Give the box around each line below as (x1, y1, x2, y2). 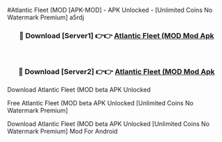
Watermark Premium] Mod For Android (7, 127, 118, 135)
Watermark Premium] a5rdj (7, 13, 85, 21)
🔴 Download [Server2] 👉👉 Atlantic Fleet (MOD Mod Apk (18, 67, 215, 77)
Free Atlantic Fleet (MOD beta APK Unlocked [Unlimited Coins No (7, 98, 194, 107)
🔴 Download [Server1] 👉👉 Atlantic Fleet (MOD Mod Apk (19, 30, 214, 40)
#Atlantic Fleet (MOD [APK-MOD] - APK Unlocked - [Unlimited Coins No (7, 6, 213, 14)
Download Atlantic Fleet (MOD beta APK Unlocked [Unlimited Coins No (7, 119, 210, 127)
